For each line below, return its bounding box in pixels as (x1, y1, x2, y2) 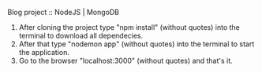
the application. (18, 48, 70, 57)
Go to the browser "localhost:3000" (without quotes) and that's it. (18, 56, 234, 65)
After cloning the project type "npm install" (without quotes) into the (18, 23, 240, 31)
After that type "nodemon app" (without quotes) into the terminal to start (18, 39, 255, 49)
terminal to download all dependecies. (18, 31, 144, 40)
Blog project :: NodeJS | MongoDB (7, 8, 120, 16)
